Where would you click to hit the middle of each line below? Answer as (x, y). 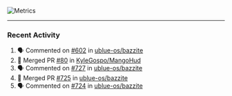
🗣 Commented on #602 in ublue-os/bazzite (80, 50)
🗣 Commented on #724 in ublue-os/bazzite (80, 86)
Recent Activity (34, 35)
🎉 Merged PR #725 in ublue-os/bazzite (72, 78)
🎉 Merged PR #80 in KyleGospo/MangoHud (79, 60)
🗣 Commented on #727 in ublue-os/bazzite (80, 68)
